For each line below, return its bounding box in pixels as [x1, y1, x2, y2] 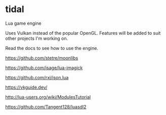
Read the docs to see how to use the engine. [5, 45, 99, 51]
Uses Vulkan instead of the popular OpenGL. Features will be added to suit [5, 30, 161, 36]
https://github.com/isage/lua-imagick [5, 65, 83, 71]
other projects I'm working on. [5, 35, 68, 41]
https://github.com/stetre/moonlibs [5, 54, 78, 61]
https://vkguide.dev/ [5, 84, 48, 90]
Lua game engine [5, 20, 41, 26]
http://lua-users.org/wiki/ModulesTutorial [5, 94, 91, 100]
